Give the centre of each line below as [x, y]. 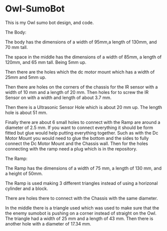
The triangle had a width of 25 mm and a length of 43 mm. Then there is [79, 218]
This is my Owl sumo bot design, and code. [49, 22]
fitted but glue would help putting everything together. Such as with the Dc [82, 132]
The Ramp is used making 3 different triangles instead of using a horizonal [82, 183]
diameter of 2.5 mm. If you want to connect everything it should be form [79, 127]
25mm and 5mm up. [26, 77]
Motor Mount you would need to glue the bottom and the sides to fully [77, 138]
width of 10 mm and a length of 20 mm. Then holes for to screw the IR [77, 92]
